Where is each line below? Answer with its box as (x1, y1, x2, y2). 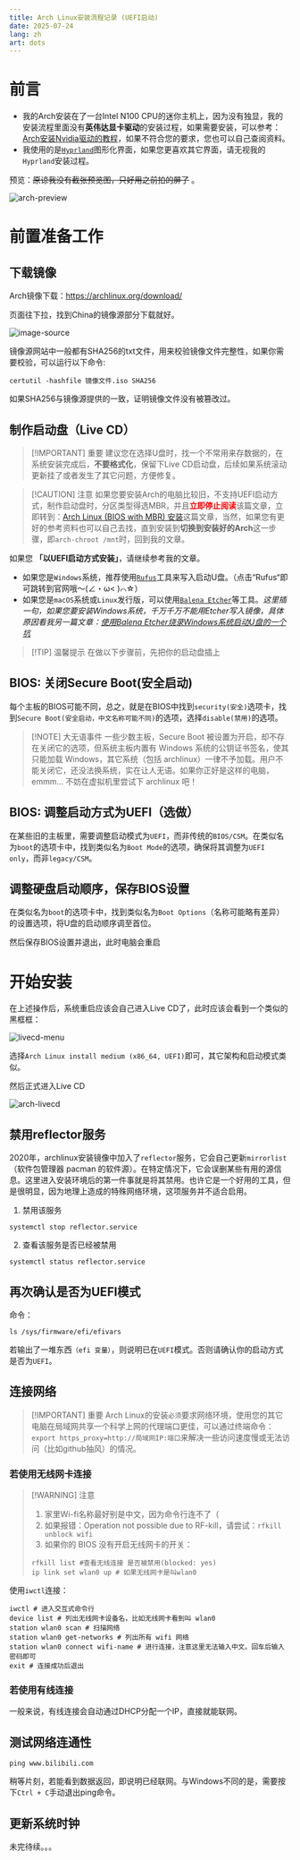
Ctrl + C (17, 1788, 50, 1798)
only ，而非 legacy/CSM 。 (9, 853, 97, 863)
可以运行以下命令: (39, 357, 106, 368)
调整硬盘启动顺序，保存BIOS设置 (9, 881, 190, 896)
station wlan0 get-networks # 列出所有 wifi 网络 (9, 1633, 189, 1642)
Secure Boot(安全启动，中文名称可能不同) (17, 714, 156, 723)
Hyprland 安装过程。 (21, 156, 95, 167)
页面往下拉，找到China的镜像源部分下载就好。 (9, 310, 180, 321)
